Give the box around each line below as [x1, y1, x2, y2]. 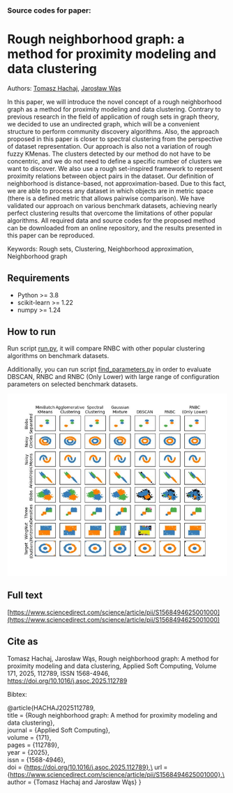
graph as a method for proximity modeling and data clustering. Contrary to [7, 105, 221, 113]
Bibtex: [7, 690, 28, 698]
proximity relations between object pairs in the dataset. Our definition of [7, 172, 214, 180]
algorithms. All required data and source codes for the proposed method [7, 216, 216, 225]
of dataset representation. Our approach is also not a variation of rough [7, 142, 212, 150]
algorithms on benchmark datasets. [7, 352, 110, 360]
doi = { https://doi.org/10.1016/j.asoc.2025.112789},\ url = [7, 763, 168, 771]
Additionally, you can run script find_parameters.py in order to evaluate [7, 365, 211, 373]
